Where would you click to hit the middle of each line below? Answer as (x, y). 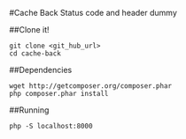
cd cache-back (35, 54)
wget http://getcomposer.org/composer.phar (91, 86)
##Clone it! (30, 29)
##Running (29, 110)
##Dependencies (41, 70)
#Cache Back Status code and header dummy (93, 13)
